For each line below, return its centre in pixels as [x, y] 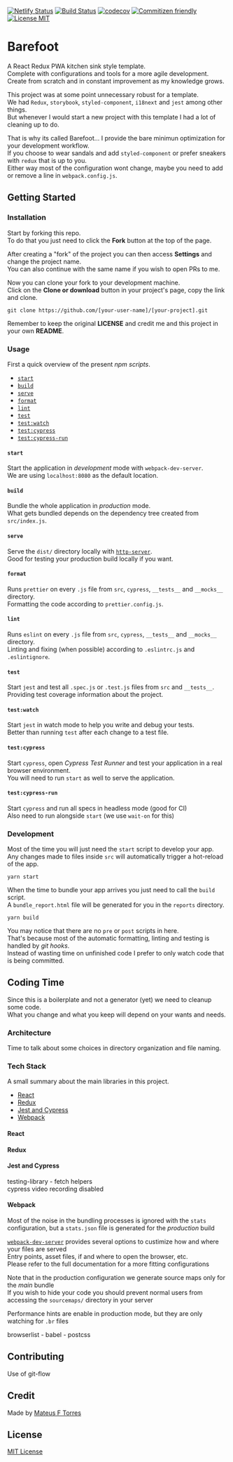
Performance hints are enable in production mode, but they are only [105, 1314]
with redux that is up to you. [47, 160]
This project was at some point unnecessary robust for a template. [103, 94]
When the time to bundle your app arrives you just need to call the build [111, 890]
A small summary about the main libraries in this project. [88, 1081]
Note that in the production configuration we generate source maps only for [116, 1278]
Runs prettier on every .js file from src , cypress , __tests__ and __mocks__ [115, 589]
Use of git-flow [29, 1373]
